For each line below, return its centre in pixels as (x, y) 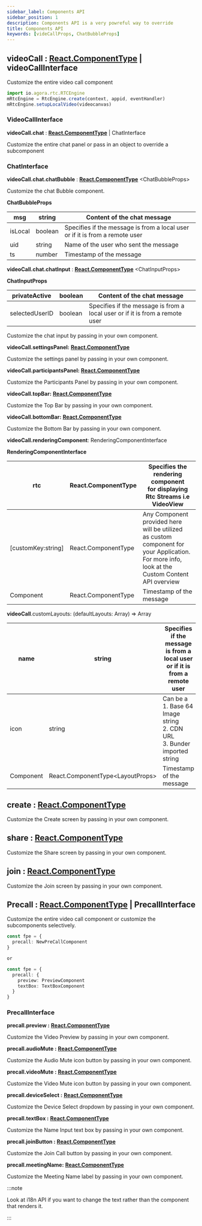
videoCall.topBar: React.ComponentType (59, 394)
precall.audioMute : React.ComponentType (62, 1049)
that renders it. (25, 1206)
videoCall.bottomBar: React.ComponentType (64, 417)
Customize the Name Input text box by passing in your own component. (95, 1130)
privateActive (31, 296)
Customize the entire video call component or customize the (81, 919)
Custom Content (165, 575)
